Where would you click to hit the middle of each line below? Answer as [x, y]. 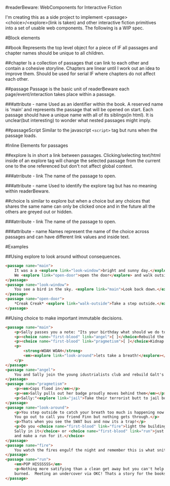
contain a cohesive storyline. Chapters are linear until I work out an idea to [83, 68]
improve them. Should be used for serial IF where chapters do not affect [80, 74]
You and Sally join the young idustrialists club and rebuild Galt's [89, 375]
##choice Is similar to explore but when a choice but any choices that [78, 201]
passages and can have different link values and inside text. [68, 237]
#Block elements [23, 38]
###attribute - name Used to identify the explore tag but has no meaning [81, 186]
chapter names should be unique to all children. [55, 53]
